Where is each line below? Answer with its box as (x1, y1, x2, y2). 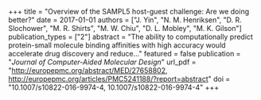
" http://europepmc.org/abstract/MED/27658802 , (8, 66, 168, 75)
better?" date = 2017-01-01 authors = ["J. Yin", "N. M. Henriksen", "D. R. (8, 15, 243, 25)
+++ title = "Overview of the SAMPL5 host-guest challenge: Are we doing (8, 7, 249, 16)
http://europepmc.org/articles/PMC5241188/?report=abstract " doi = (8, 75, 231, 83)
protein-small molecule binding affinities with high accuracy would (8, 40, 226, 50)
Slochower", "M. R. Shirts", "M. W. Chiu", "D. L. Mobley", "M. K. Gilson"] (8, 24, 243, 33)
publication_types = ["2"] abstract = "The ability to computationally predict (8, 32, 253, 41)
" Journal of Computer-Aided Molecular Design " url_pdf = (8, 57, 197, 67)
